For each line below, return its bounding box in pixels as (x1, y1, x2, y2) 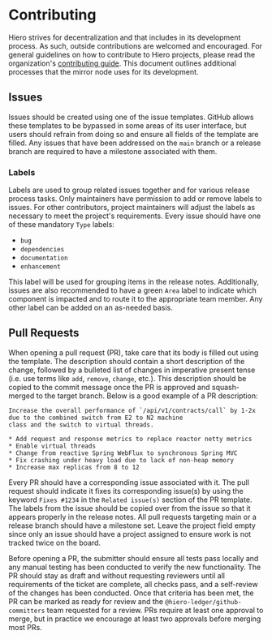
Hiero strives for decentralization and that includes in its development (8, 32, 241, 42)
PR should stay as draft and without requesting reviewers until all (8, 570, 226, 581)
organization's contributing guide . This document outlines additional (8, 58, 237, 68)
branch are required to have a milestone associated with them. (8, 146, 218, 156)
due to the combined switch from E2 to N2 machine (8, 414, 183, 422)
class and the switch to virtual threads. (8, 420, 154, 429)
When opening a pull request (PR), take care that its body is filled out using (8, 347, 259, 358)
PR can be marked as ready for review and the (8, 596, 164, 606)
